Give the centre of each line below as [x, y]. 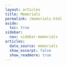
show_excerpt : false [30, 50]
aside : [12, 23]
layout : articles [23, 10]
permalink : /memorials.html [34, 19]
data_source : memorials [33, 46]
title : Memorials [23, 14]
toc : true [19, 28]
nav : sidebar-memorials [33, 37]
